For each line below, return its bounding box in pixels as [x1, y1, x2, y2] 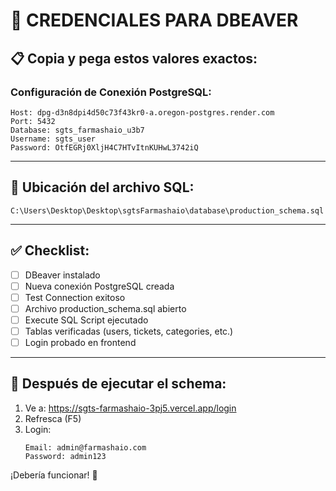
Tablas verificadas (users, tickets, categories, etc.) [24, 325, 234, 337]
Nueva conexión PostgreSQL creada [24, 280, 175, 292]
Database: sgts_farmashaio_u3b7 [10, 125, 145, 135]
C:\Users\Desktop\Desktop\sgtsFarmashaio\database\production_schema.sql [10, 205, 325, 216]
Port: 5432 [10, 116, 56, 126]
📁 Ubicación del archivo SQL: [10, 179, 195, 196]
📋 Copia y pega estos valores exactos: [10, 50, 258, 67]
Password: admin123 [24, 451, 107, 461]
